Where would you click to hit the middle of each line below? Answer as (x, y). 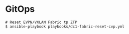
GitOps (20, 9)
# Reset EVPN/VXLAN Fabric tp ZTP (41, 22)
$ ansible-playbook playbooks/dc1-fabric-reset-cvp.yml (65, 26)
